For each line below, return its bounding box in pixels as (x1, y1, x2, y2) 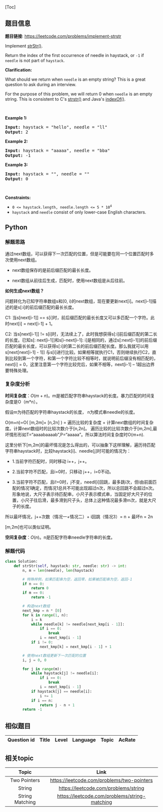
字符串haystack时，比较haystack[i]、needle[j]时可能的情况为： (5, 448, 131, 454)
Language (72, 737, 96, 743)
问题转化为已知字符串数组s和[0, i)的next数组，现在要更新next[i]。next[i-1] (5, 298, 152, 304)
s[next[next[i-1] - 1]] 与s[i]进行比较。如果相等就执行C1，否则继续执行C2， (5, 349, 152, 355)
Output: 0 (5, 176, 28, 181)
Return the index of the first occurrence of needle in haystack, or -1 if (5, 52, 144, 58)
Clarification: (5, 67, 33, 72)
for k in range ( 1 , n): (22, 613, 68, 618)
